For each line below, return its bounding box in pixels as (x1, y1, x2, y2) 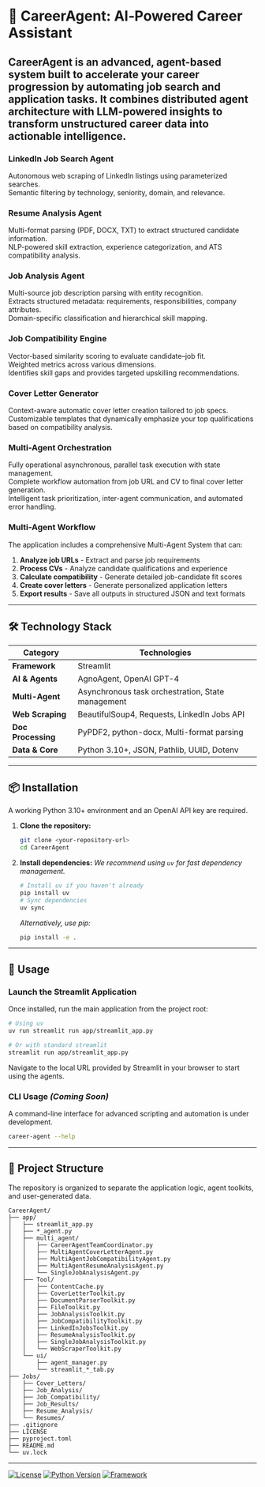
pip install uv (19, 889, 70, 897)
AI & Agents (12, 673, 58, 684)
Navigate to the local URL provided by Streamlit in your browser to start (8, 1063, 241, 1072)
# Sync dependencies (19, 896, 88, 904)
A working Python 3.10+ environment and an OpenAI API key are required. (8, 806, 248, 815)
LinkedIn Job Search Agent (8, 153, 114, 164)
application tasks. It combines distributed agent (8, 92, 248, 106)
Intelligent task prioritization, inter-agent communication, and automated (8, 494, 243, 503)
